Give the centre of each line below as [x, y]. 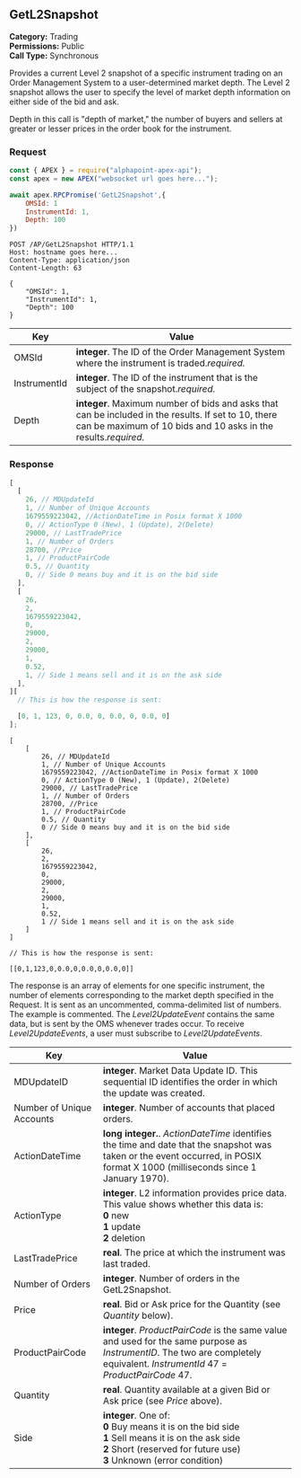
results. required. [110, 438]
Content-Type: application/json [69, 261]
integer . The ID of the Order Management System [180, 352]
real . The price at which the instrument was [194, 1252]
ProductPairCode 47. [147, 1375]
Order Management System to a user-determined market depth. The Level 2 [150, 82]
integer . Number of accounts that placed [189, 1107]
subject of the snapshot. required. [146, 389]
